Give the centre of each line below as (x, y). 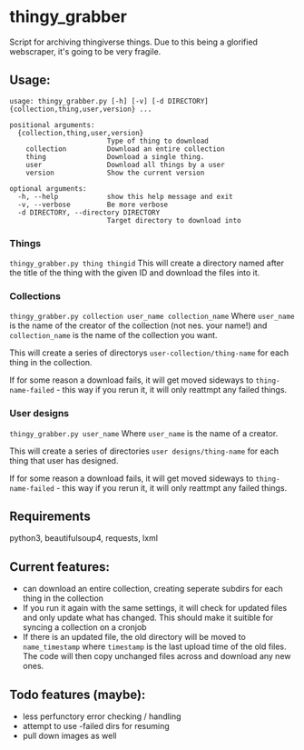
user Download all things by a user (125, 165)
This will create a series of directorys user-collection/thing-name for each (149, 353)
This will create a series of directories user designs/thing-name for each (144, 451)
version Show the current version (115, 173)
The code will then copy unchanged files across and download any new (157, 656)
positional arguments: (52, 125)
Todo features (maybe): (78, 694)
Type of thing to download (157, 141)
